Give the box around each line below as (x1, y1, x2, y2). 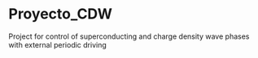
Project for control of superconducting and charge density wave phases (8, 31, 250, 41)
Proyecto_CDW (8, 5, 112, 23)
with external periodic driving (8, 39, 107, 49)
